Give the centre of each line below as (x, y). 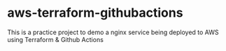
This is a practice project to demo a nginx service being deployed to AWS (113, 32)
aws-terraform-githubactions (95, 13)
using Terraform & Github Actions (55, 39)
